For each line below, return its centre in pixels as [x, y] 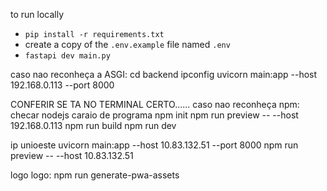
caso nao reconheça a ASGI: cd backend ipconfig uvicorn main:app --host [164, 74]
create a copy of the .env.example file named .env [127, 44]
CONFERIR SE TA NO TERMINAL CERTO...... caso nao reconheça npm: [155, 104]
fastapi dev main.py [67, 56]
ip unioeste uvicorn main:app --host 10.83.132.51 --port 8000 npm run [154, 145]
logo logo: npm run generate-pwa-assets [95, 175]
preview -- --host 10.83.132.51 [72, 155]
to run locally [37, 14]
